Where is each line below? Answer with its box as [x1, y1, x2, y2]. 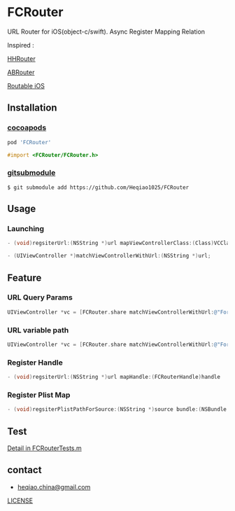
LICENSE [7, 496, 34, 505]
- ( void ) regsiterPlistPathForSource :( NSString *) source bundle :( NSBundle [7, 406, 227, 413]
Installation [7, 102, 57, 114]
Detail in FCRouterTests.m [7, 444, 82, 452]
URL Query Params [7, 293, 73, 302]
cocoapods [7, 123, 47, 133]
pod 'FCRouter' [7, 139, 52, 146]
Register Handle [7, 358, 63, 367]
